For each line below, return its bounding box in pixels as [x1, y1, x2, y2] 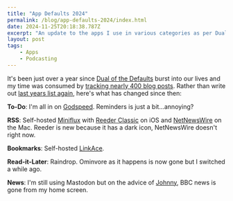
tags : [7, 42, 23, 49]
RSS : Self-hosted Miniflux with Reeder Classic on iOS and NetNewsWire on [7, 116, 222, 124]
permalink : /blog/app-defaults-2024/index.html [7, 17, 148, 24]
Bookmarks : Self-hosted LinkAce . [7, 143, 105, 152]
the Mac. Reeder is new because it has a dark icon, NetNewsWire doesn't [7, 123, 218, 132]
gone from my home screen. [7, 185, 89, 194]
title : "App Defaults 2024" [7, 10, 89, 17]
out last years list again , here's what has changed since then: [7, 89, 182, 97]
